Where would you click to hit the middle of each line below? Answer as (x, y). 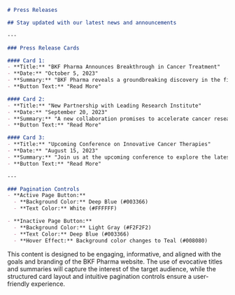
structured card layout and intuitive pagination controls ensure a (100, 276)
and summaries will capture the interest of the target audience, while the (112, 268)
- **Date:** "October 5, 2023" (53, 73)
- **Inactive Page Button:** (50, 221)
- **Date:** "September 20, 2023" (58, 112)
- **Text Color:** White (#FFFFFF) (65, 209)
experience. (48, 284)
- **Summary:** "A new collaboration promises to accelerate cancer (109, 119)
